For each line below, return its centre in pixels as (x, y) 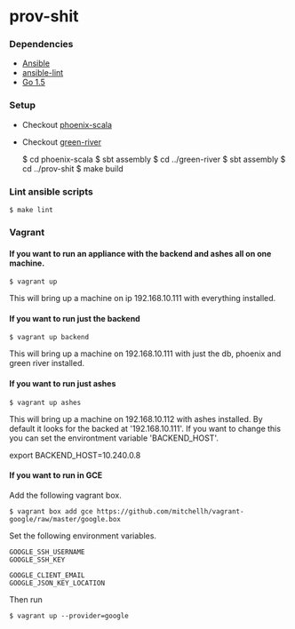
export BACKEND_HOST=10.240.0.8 (75, 455)
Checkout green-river (62, 142)
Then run (26, 599)
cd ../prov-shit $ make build (73, 168)
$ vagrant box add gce (51, 511)
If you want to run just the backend (75, 318)
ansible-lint (43, 73)
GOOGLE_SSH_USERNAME (48, 552)
